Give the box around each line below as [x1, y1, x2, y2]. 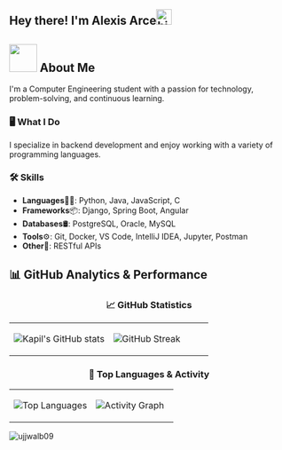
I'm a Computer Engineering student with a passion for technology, [9, 83, 255, 94]
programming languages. [9, 148, 101, 160]
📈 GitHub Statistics [106, 299, 192, 312]
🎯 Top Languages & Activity [88, 368, 210, 381]
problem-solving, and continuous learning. [9, 93, 165, 104]
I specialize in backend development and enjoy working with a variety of [9, 139, 273, 150]
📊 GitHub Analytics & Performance [9, 267, 208, 282]
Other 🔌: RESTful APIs [21, 241, 102, 251]
